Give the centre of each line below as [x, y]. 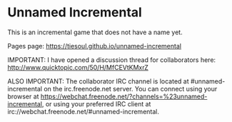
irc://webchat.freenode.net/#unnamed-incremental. [83, 111]
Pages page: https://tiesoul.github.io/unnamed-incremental [95, 46]
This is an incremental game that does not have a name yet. [95, 32]
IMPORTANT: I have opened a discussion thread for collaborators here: [112, 60]
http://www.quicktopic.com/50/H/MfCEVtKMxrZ [78, 67]
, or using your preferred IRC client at [96, 103]
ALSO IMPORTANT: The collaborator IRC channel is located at [98, 81]
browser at [23, 96]
